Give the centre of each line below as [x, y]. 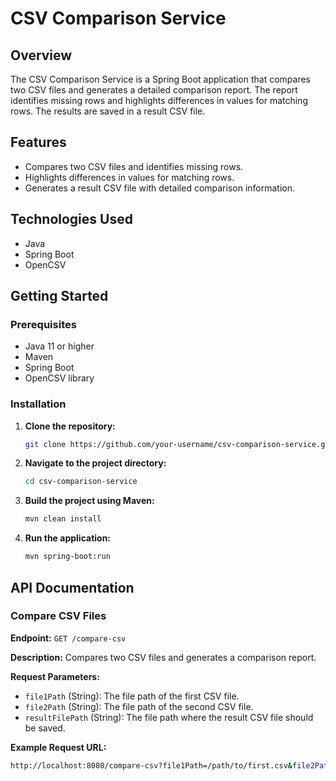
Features [38, 142]
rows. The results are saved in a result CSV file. [108, 111]
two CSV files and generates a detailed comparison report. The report [154, 90]
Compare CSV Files [58, 616]
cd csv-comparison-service [81, 482]
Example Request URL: [58, 747]
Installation [38, 404]
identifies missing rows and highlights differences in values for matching [159, 100]
